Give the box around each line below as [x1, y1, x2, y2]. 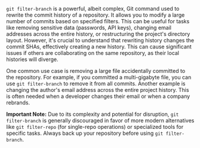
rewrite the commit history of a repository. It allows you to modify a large [6, 11, 185, 18]
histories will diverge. [6, 56, 59, 63]
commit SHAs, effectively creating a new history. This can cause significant [6, 43, 192, 50]
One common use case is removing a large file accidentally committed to [6, 67, 186, 74]
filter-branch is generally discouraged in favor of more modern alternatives [6, 117, 195, 124]
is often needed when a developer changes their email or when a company [6, 92, 190, 100]
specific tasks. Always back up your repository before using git [6, 129, 164, 137]
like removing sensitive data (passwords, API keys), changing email [6, 24, 172, 31]
